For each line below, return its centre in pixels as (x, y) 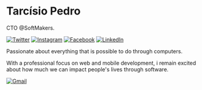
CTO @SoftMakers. (30, 28)
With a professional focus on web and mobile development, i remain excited (101, 63)
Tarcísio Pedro (44, 11)
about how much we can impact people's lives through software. (88, 69)
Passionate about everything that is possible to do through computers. (94, 51)
